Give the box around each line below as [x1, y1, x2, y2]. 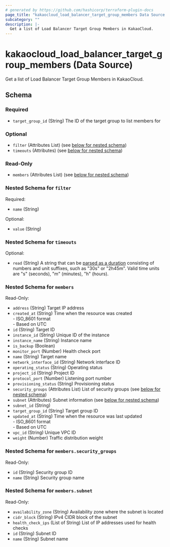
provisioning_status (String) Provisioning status [12, 381, 115, 387]
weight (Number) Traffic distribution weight [12, 435, 103, 441]
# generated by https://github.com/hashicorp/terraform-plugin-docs [5, 7, 154, 13]
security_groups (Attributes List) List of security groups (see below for [12, 386, 161, 393]
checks [12, 525, 29, 531]
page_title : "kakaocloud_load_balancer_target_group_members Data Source [5, 12, 165, 17]
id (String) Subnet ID [12, 530, 57, 536]
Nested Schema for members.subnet [5, 487, 93, 494]
